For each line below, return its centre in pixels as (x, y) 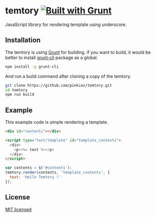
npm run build (20, 95)
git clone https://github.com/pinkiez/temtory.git (59, 85)
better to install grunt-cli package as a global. (52, 57)
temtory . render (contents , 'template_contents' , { (58, 173)
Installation (23, 40)
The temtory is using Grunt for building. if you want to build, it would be (78, 52)
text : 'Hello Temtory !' (35, 177)
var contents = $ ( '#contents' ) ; (39, 168)
